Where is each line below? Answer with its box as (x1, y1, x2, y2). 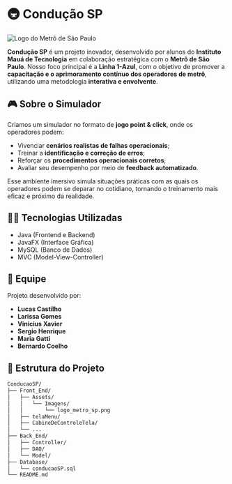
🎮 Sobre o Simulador (7, 98, 102, 110)
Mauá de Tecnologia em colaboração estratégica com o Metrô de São (7, 54, 210, 63)
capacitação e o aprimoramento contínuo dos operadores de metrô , (7, 70, 207, 78)
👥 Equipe (7, 273, 47, 285)
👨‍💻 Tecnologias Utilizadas (7, 212, 123, 224)
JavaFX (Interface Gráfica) (17, 238, 94, 246)
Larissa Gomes (17, 312, 62, 321)
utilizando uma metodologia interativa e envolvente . (7, 77, 158, 85)
